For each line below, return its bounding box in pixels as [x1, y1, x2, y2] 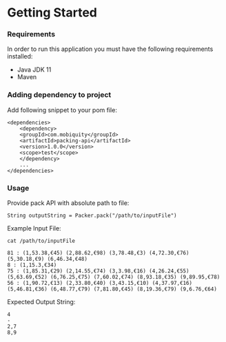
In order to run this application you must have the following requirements [7, 45, 214, 53]
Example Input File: [7, 224, 61, 233]
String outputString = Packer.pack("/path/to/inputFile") [7, 212, 177, 220]
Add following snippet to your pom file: [7, 105, 117, 114]
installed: [7, 52, 33, 61]
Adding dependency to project [7, 90, 112, 100]
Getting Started [7, 5, 98, 21]
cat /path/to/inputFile [7, 237, 76, 245]
